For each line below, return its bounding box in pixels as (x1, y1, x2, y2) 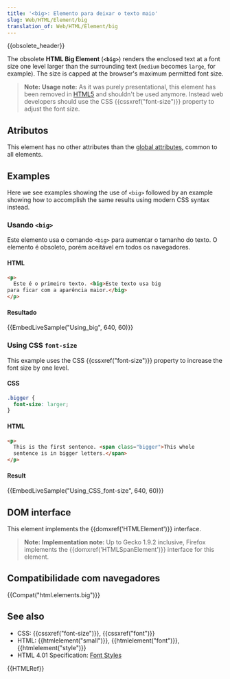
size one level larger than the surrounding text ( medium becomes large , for (7, 63, 216, 71)
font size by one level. (7, 364, 69, 372)
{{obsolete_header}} (7, 42, 65, 50)
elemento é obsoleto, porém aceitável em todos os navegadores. (7, 243, 191, 252)
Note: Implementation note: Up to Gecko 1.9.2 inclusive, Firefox (23, 538, 206, 546)
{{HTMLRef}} (7, 664, 45, 672)
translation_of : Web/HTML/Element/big (7, 23, 118, 30)
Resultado (7, 308, 37, 316)
